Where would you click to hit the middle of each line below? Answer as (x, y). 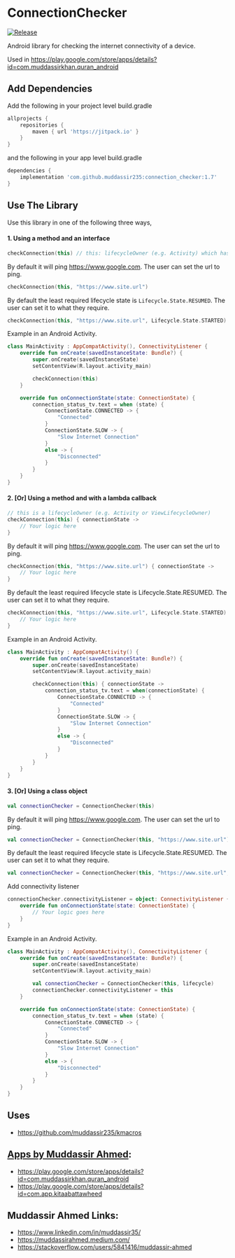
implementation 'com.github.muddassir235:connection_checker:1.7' (119, 177)
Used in (19, 59)
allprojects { (28, 118)
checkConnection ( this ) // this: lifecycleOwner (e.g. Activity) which (112, 253)
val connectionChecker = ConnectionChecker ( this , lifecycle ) (123, 984)
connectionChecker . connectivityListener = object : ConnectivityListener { (119, 899)
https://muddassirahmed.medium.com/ (74, 1240)
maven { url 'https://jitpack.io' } (86, 132)
